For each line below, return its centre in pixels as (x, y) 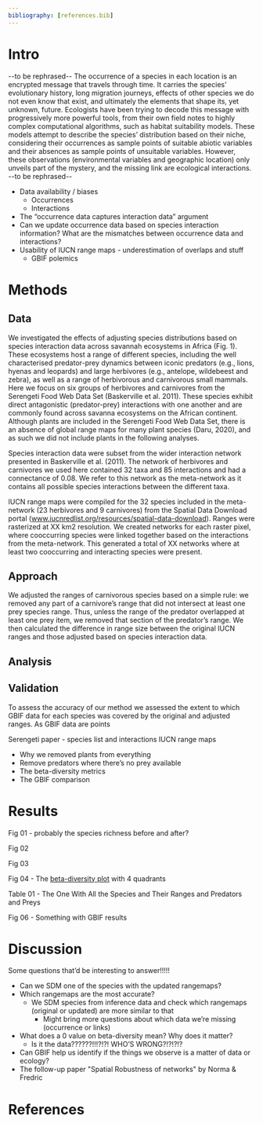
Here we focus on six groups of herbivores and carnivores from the (117, 388)
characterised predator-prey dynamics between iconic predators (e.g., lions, (131, 363)
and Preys (24, 902)
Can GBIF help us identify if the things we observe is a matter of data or (135, 1052)
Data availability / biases (59, 191)
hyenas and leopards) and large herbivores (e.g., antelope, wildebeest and (128, 371)
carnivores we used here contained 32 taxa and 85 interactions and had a (127, 470)
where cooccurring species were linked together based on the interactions (128, 535)
